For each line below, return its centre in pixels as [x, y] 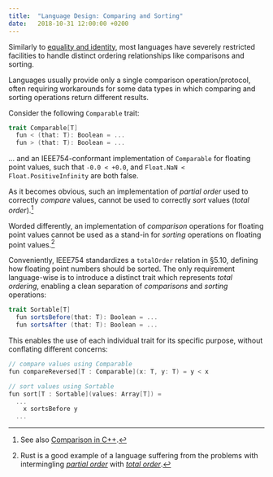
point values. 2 [32, 243]
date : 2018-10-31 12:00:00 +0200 [69, 24]
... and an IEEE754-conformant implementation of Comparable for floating [130, 159]
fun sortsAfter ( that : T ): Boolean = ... [87, 325]
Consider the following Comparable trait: [74, 113]
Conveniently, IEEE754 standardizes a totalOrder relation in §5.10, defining [133, 260]
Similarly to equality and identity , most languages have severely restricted [132, 46]
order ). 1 [21, 210]
